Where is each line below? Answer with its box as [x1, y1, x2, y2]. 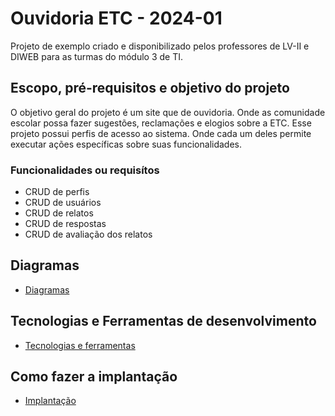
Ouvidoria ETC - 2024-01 [10, 7, 223, 30]
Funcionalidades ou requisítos [10, 163, 160, 177]
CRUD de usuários [24, 197, 102, 209]
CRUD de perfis [24, 186, 90, 198]
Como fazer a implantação [10, 368, 178, 386]
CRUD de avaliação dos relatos [24, 228, 153, 241]
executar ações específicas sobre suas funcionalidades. [10, 138, 243, 150]
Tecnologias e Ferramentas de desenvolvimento [10, 313, 317, 330]
